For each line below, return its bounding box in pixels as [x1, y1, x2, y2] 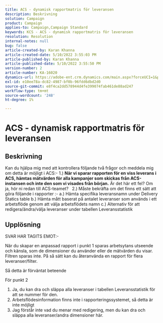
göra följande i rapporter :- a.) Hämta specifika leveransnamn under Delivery [5, 191, 158, 197]
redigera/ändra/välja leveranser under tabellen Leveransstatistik [5, 206, 133, 212]
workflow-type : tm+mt [5, 88, 49, 93]
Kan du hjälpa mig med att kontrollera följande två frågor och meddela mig [5, 165, 154, 171]
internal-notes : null [5, 39, 49, 44]
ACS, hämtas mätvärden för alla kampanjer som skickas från [5, 175, 130, 181]
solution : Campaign [5, 16, 45, 21]
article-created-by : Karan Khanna [5, 48, 75, 52]
